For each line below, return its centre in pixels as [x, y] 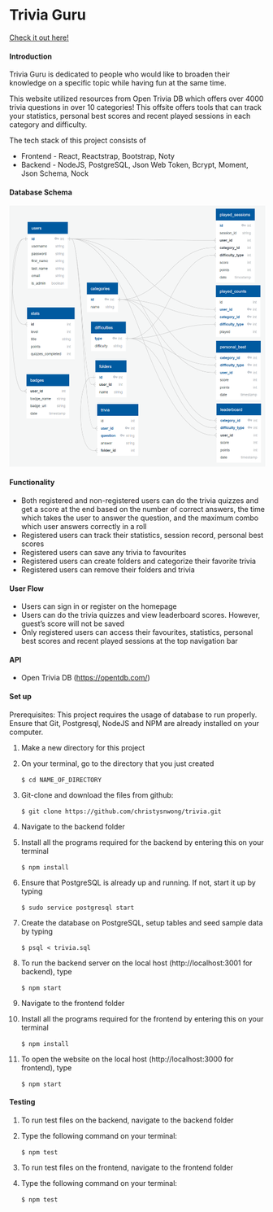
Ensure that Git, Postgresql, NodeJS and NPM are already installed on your [134, 723]
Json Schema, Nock [54, 173]
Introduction [30, 56]
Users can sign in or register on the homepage [99, 606]
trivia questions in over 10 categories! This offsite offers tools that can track [136, 107]
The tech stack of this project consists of [78, 141]
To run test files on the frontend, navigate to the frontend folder [127, 1167]
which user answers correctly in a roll [84, 527]
